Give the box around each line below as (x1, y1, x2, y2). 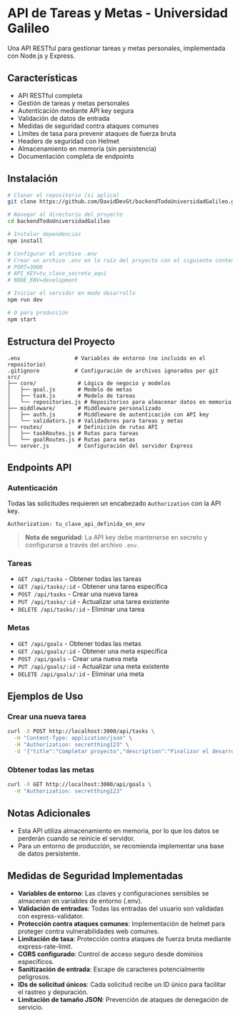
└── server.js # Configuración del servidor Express (7, 442, 194, 450)
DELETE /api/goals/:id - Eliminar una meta (17, 670, 144, 678)
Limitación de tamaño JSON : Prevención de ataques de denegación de (17, 995, 229, 1003)
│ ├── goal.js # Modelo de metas (7, 386, 133, 393)
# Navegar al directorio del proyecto (7, 211, 123, 219)
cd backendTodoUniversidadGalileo (7, 218, 111, 225)
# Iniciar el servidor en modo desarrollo (7, 289, 136, 297)
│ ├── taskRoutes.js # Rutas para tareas (7, 430, 139, 437)
